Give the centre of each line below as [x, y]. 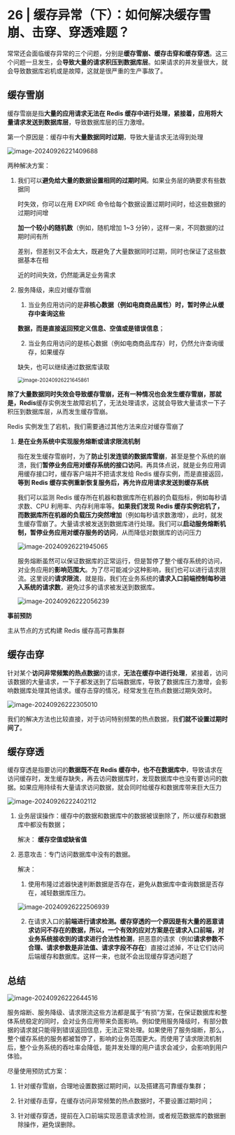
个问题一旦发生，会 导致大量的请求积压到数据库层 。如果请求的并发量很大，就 [117, 62]
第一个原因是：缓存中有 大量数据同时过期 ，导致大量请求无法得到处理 [105, 137]
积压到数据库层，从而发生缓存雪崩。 [59, 411]
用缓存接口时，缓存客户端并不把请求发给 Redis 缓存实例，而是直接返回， [122, 474]
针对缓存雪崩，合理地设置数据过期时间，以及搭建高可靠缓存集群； [112, 1086]
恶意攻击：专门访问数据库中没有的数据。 [76, 854]
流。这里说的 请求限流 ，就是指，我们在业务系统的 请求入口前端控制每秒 [119, 578]
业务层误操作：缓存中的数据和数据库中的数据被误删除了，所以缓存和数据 [121, 816]
